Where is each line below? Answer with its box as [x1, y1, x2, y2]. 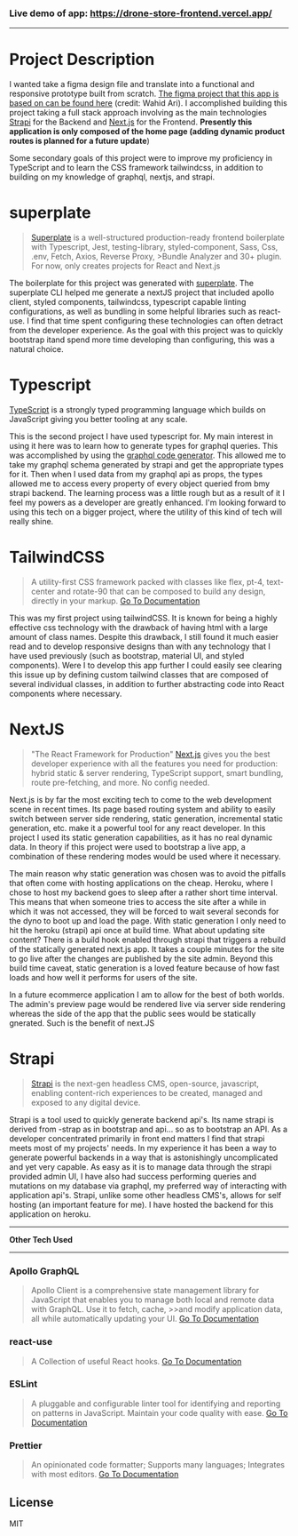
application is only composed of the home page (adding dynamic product [9, 126, 286, 137]
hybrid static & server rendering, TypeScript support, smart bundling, [30, 767, 284, 778]
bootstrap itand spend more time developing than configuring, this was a [9, 334, 275, 345]
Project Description [9, 50, 155, 69]
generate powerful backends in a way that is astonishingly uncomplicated [9, 1152, 278, 1163]
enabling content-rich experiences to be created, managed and [30, 1087, 263, 1098]
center [30, 586, 56, 597]
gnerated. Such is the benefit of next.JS [9, 1017, 155, 1028]
